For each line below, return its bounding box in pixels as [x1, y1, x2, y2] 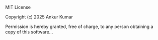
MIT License [5, 4, 31, 10]
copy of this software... [5, 29, 53, 34]
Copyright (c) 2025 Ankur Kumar [5, 14, 73, 19]
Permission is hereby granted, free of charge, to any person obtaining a [5, 23, 153, 29]
